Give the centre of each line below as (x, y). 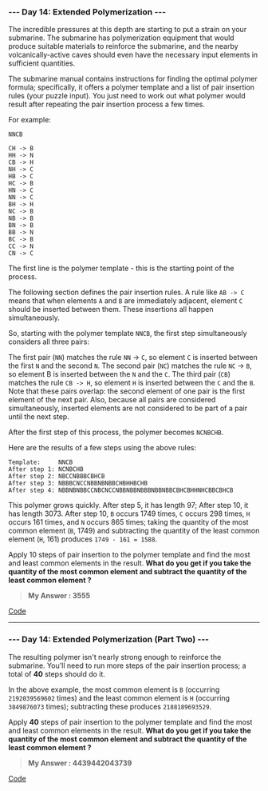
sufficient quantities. (42, 63)
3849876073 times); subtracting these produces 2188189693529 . (110, 706)
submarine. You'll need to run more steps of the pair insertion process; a (127, 665)
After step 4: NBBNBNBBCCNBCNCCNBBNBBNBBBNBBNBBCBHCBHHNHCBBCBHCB (121, 490)
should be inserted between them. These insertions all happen (111, 310)
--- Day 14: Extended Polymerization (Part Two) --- (109, 640)
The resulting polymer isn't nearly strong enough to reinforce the (115, 657)
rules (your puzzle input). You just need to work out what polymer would (127, 96)
